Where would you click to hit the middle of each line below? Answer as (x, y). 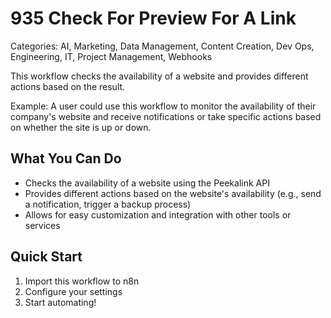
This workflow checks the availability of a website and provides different (159, 76)
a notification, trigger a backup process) (108, 204)
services (42, 225)
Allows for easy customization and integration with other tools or (158, 214)
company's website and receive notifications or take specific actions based (166, 116)
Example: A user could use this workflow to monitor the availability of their (163, 106)
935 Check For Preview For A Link (153, 18)
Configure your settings (73, 291)
